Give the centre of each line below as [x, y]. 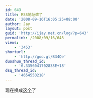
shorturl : [16, 52]
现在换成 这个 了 [21, 90]
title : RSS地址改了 [24, 15]
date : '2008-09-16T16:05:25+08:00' [42, 19]
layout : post [19, 29]
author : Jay [18, 24]
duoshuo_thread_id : [26, 61]
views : [12, 43]
